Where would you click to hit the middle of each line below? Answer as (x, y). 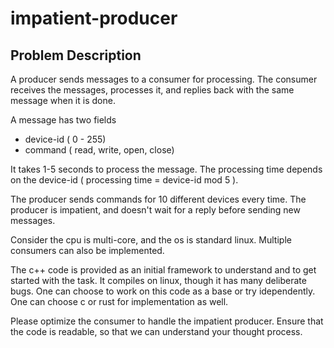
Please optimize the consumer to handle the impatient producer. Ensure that (167, 321)
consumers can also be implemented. (87, 250)
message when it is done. (63, 100)
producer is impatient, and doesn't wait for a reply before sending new (155, 210)
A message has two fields (63, 120)
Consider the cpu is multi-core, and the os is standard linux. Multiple (151, 240)
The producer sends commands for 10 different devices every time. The (158, 199)
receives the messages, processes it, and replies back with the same (152, 90)
